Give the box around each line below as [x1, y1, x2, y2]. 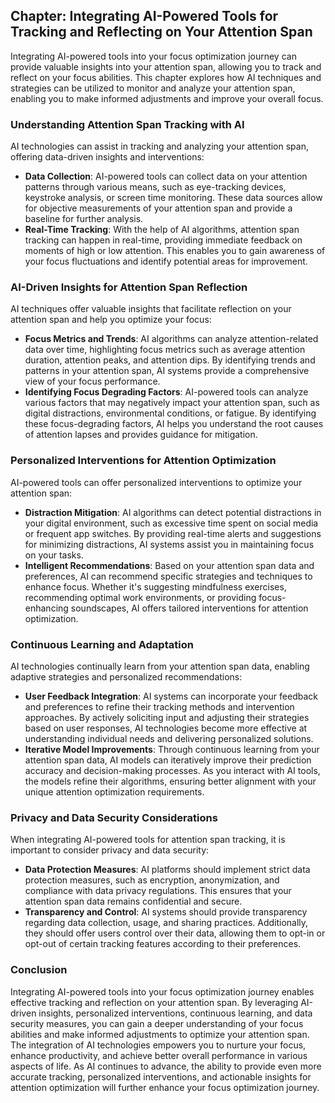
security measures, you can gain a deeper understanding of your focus [10, 1017, 304, 1029]
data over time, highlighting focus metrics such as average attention [24, 344, 306, 356]
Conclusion [10, 963, 68, 977]
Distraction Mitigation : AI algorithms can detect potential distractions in [24, 506, 322, 518]
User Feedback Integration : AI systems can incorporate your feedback [24, 690, 318, 702]
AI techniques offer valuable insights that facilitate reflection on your [10, 303, 292, 315]
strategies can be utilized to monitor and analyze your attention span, [10, 82, 296, 94]
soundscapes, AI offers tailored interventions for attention [70, 602, 309, 614]
